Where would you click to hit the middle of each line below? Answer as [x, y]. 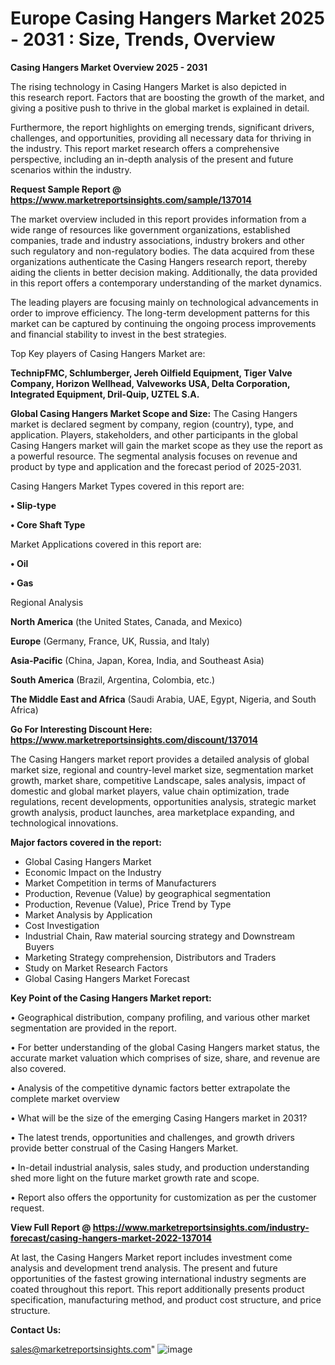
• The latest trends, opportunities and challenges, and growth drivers [152, 1137]
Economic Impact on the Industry [93, 872]
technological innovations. [64, 823]
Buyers [39, 946]
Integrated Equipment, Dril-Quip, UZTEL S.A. [105, 394]
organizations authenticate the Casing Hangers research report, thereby [159, 261]
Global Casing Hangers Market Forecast [107, 978]
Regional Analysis [47, 602]
